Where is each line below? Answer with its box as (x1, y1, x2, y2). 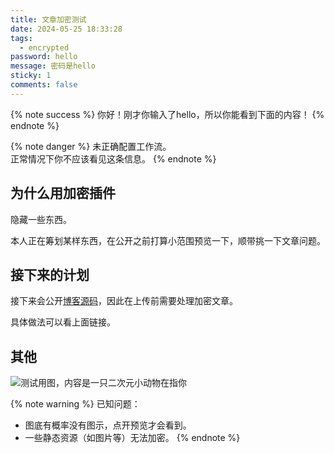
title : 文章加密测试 (10, 14, 87, 25)
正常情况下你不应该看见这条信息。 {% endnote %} (10, 152, 217, 165)
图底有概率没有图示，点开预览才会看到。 (24, 419, 192, 431)
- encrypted (19, 42, 70, 53)
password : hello (10, 52, 78, 62)
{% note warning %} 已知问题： (10, 398, 141, 410)
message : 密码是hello (10, 61, 96, 71)
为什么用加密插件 (10, 185, 116, 202)
